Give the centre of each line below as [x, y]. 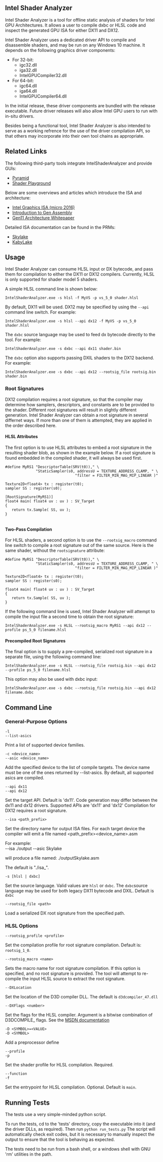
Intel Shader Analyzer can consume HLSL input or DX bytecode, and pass [79, 269]
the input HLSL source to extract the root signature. [74, 979]
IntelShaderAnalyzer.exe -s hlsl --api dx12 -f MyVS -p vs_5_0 [71, 321]
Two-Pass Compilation [29, 529]
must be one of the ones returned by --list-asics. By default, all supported [79, 773]
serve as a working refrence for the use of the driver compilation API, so [78, 131]
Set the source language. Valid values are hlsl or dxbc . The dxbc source [76, 886]
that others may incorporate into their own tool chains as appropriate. [75, 136]
